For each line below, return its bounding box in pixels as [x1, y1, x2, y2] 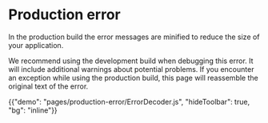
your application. [8, 40, 64, 50]
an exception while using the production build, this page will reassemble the [8, 73, 258, 82]
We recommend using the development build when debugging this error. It [8, 56, 254, 65]
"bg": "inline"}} [8, 105, 58, 115]
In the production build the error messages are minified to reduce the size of [8, 32, 260, 42]
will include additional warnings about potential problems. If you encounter [8, 64, 254, 73]
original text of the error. [8, 81, 89, 91]
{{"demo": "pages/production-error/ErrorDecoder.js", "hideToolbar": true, [8, 97, 250, 106]
